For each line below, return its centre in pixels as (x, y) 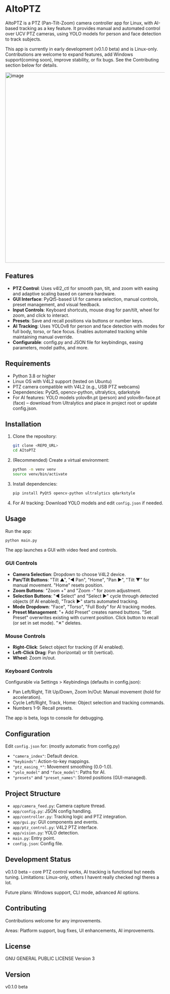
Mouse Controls (25, 636)
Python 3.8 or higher (34, 376)
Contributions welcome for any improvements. (54, 920)
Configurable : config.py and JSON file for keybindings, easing (78, 342)
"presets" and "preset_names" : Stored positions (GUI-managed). (80, 778)
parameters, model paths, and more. (51, 347)
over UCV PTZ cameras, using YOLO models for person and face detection (83, 34)
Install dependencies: (35, 484)
